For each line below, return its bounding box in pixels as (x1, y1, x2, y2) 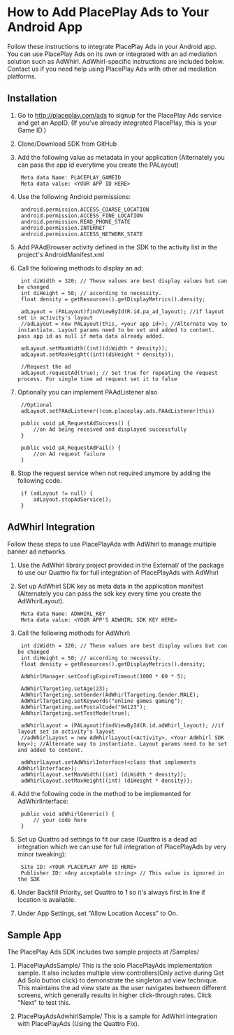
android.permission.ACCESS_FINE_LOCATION (20, 212, 143, 219)
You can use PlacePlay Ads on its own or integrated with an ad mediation (7, 50, 217, 58)
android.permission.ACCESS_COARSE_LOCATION (20, 206, 149, 213)
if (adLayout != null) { (20, 490, 93, 497)
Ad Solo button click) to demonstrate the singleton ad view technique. (17, 976, 219, 985)
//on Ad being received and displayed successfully (33, 425, 187, 433)
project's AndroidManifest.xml (17, 250, 105, 259)
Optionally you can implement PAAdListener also (17, 388, 158, 396)
